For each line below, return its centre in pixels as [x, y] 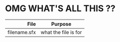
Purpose [61, 24]
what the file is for [61, 32]
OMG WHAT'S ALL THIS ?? [60, 9]
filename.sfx [22, 32]
